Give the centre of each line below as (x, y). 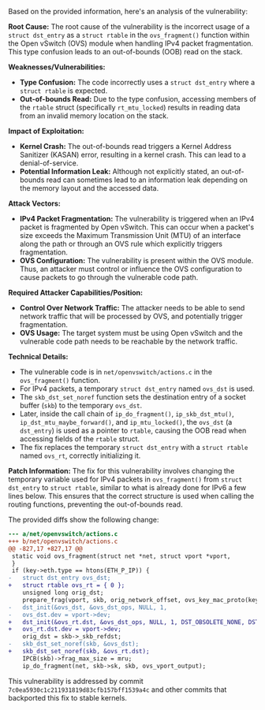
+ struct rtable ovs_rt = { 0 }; (67, 585)
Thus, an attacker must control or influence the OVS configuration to (131, 269)
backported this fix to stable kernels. (68, 697)
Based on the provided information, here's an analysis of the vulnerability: (128, 11)
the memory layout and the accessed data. (89, 188)
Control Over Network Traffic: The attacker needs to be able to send (132, 308)
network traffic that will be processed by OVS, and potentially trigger (131, 316)
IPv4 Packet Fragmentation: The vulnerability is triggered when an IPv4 (137, 219)
